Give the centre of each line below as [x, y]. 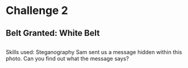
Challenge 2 [37, 11]
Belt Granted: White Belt [53, 33]
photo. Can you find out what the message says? [67, 58]
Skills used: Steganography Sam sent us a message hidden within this [94, 52]
